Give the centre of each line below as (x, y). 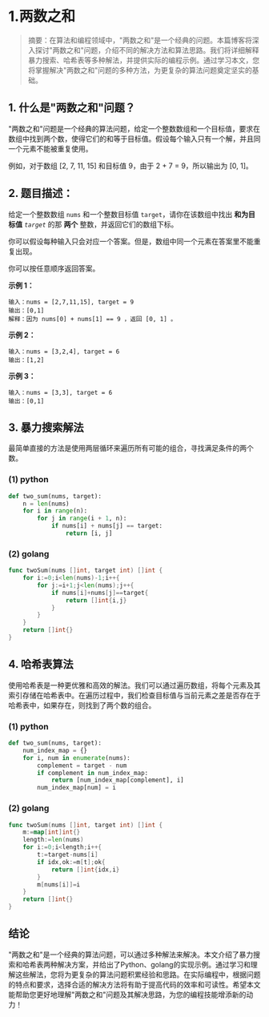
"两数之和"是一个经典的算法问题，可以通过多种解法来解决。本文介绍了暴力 (131, 955)
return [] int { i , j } (96, 600)
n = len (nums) (46, 504)
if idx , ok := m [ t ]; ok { (71, 862)
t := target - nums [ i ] (68, 854)
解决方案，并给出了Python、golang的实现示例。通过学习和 (154, 964)
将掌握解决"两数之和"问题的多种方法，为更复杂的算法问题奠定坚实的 (140, 70)
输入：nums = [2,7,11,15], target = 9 (71, 302)
